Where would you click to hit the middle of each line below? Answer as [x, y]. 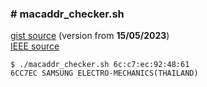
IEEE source [35, 46]
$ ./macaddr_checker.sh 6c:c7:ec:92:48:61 [100, 65]
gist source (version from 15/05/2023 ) [90, 36]
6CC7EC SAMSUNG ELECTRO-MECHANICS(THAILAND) [104, 73]
